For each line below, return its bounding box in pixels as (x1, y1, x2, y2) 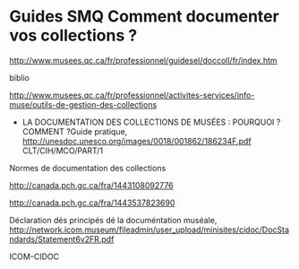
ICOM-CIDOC (9, 251, 60, 262)
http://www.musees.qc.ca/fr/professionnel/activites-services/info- (9, 90, 255, 100)
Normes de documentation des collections (9, 162, 167, 173)
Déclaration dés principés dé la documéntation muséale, (9, 214, 218, 225)
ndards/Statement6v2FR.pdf (9, 233, 115, 244)
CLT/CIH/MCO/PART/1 (21, 145, 104, 156)
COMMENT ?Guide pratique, (21, 126, 128, 136)
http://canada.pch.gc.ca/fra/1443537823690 (9, 197, 175, 208)
